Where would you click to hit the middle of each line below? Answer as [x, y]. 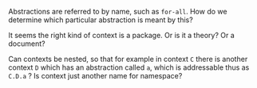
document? [27, 44]
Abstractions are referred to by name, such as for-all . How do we [118, 11]
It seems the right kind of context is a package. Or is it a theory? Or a [122, 35]
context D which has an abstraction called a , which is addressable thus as [129, 67]
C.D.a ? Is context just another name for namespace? [95, 76]
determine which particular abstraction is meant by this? [101, 20]
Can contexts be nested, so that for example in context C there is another [128, 59]
